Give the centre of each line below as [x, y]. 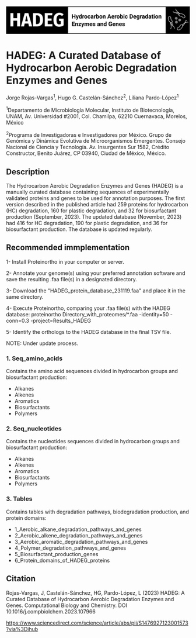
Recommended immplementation [68, 248]
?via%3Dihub [22, 629]
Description [28, 172]
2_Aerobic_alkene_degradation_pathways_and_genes [78, 535]
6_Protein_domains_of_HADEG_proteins [62, 560]
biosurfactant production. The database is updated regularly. [79, 229]
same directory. [25, 296]
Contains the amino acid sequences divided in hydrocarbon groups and [92, 371]
